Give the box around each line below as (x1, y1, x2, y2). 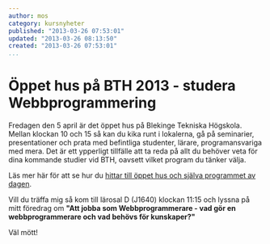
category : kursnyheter (8, 19, 85, 27)
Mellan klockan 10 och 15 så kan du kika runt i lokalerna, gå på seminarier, (8, 129, 255, 139)
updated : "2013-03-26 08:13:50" (8, 34, 117, 43)
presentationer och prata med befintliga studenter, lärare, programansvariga (8, 138, 263, 148)
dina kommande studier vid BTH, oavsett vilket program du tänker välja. (8, 155, 247, 165)
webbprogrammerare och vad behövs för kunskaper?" (8, 212, 196, 222)
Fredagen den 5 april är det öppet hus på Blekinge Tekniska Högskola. (8, 120, 243, 130)
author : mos (8, 11, 49, 20)
